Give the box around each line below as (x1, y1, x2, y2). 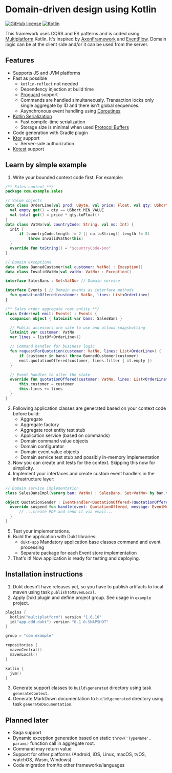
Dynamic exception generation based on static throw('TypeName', (12, 735, 152, 741)
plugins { (5, 610, 27, 615)
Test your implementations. (12, 528, 71, 534)
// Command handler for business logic (10, 344, 95, 349)
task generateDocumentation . (12, 701, 73, 707)
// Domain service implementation (5, 485, 79, 491)
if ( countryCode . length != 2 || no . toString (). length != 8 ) (18, 231, 150, 236)
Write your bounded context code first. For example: (12, 174, 124, 180)
